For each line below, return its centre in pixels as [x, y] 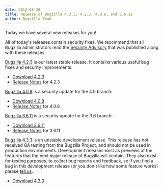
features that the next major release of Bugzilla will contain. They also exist [81, 156]
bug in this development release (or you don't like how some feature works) [81, 166]
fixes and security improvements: [39, 67]
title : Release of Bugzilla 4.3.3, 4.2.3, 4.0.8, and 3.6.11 [69, 14]
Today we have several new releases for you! [51, 33]
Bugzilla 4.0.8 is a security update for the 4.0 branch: [59, 92]
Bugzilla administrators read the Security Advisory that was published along [82, 48]
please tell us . [19, 171]
